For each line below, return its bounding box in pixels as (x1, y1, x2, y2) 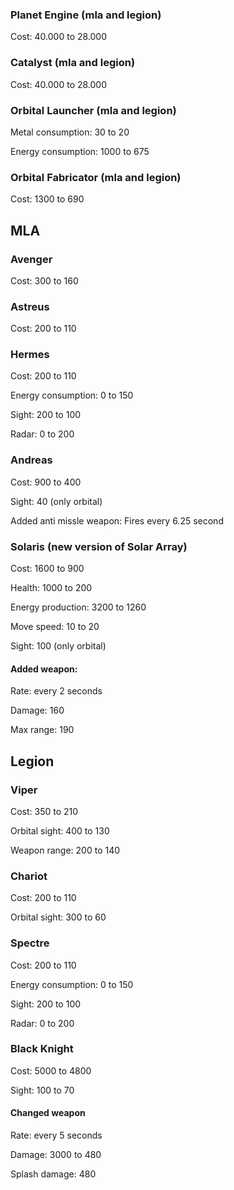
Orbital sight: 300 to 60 (10, 911, 107, 923)
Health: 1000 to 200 (10, 582, 93, 594)
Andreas (10, 453, 53, 467)
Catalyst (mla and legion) (10, 56, 136, 70)
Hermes (10, 348, 50, 362)
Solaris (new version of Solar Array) (10, 539, 188, 553)
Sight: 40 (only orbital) (10, 495, 103, 507)
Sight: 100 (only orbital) (10, 640, 107, 652)
